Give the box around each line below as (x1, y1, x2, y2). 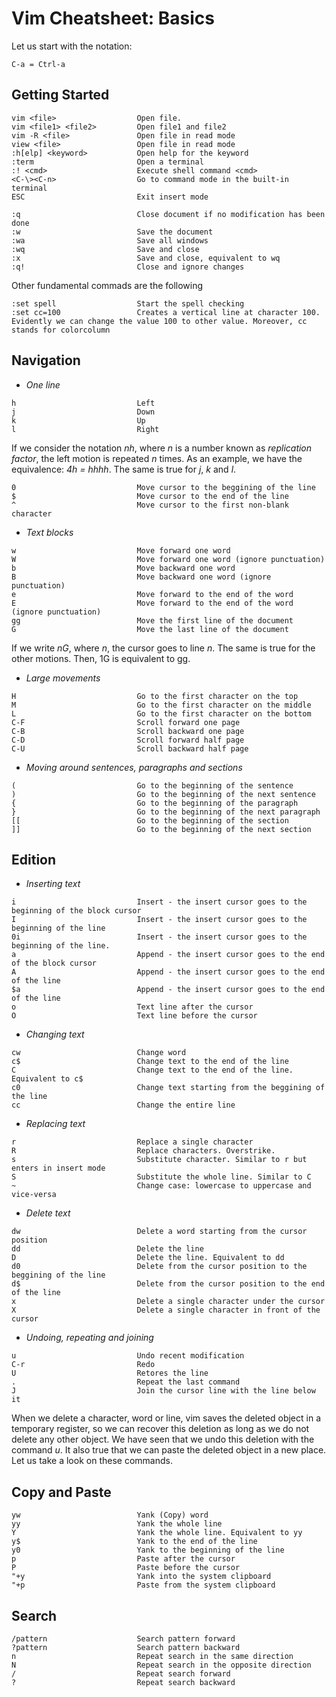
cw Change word (11, 1048, 187, 1058)
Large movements (25, 672, 101, 684)
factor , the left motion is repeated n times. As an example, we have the (11, 452, 303, 464)
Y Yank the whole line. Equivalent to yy (11, 1528, 303, 1538)
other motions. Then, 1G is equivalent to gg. (11, 652, 191, 664)
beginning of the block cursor (11, 906, 142, 916)
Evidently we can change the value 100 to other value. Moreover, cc (11, 316, 308, 326)
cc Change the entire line (11, 1100, 236, 1111)
